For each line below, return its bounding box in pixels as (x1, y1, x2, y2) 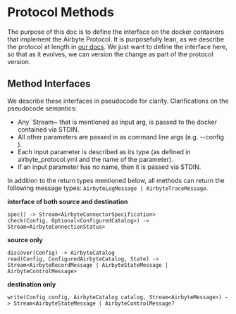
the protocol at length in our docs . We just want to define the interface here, (7, 42, 228, 51)
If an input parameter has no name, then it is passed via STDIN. (17, 163, 201, 171)
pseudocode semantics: (7, 103, 77, 113)
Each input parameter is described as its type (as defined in (17, 147, 192, 156)
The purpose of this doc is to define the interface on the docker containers (7, 27, 224, 36)
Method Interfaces (7, 78, 91, 90)
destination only (7, 280, 56, 289)
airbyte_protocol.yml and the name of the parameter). (17, 155, 174, 163)
